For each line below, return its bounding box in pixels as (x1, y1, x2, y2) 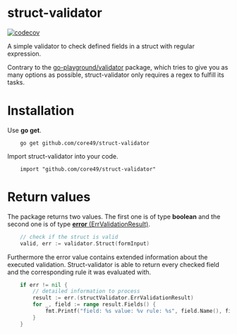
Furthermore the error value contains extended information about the (7, 252, 208, 261)
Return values (7, 189, 91, 205)
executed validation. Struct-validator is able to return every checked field (7, 260, 220, 268)
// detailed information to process (32, 287, 140, 295)
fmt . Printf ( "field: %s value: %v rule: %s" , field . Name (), (44, 308, 222, 315)
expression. (7, 49, 42, 58)
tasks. (7, 78, 25, 86)
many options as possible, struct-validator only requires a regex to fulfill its (7, 70, 224, 79)
